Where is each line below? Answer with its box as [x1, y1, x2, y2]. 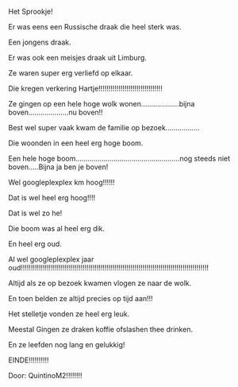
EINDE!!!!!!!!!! [8, 355, 49, 365]
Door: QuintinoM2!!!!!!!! [8, 371, 83, 380]
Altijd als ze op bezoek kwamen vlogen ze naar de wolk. [8, 278, 192, 288]
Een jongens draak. [8, 37, 71, 47]
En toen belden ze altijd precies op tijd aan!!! [8, 294, 153, 303]
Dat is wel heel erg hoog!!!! [8, 193, 96, 202]
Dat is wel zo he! [8, 208, 63, 218]
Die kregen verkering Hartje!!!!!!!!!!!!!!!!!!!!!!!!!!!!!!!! [8, 83, 163, 93]
